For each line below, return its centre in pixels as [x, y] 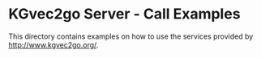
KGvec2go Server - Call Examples [124, 14]
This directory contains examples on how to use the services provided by [131, 36]
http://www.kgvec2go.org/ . [53, 44]
